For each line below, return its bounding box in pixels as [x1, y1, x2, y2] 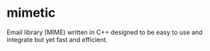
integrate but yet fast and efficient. [6, 35, 108, 43]
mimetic [6, 5, 56, 21]
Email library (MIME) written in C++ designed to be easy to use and [6, 28, 203, 36]
